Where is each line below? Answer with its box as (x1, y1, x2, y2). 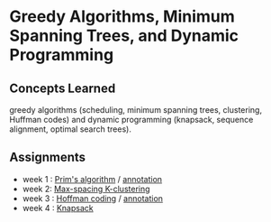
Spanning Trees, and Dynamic (9, 25, 239, 46)
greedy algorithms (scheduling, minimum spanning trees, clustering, (9, 105, 263, 115)
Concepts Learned (9, 80, 116, 96)
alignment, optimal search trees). (9, 124, 132, 134)
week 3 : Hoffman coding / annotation (22, 192, 164, 204)
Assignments (9, 150, 86, 165)
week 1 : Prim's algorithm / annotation (22, 173, 163, 184)
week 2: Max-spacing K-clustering (22, 183, 150, 194)
